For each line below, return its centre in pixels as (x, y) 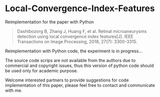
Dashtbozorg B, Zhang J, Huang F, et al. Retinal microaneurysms (82, 31)
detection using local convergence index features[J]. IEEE (75, 36)
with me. (14, 90)
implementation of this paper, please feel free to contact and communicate (80, 85)
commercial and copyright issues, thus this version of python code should (80, 65)
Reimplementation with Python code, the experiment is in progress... (74, 51)
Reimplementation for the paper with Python (50, 22)
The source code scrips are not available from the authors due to (70, 60)
